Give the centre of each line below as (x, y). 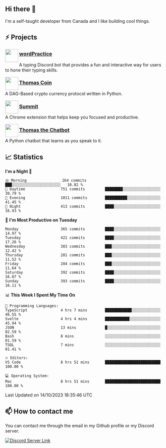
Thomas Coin (35, 83)
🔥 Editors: (17, 358)
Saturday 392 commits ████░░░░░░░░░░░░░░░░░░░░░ (83, 273)
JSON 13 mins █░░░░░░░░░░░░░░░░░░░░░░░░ (83, 328)
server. (12, 431)
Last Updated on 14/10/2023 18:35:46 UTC (49, 395)
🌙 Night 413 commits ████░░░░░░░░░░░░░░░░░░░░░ (83, 207)
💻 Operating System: (27, 376)
